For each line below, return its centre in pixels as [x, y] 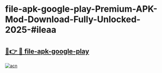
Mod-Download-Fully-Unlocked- [73, 19]
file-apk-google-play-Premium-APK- [81, 9]
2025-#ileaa [31, 30]
